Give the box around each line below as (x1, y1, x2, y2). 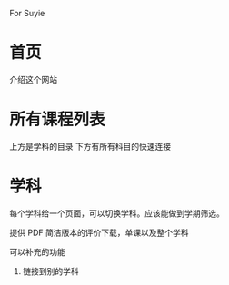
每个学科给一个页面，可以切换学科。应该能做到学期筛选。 (9, 208, 224, 219)
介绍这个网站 (9, 74, 57, 84)
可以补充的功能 (9, 246, 65, 257)
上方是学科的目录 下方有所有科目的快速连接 (9, 141, 171, 152)
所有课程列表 (9, 109, 106, 130)
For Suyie (9, 8, 45, 18)
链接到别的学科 (22, 265, 79, 276)
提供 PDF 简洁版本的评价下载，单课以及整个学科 (9, 227, 189, 238)
